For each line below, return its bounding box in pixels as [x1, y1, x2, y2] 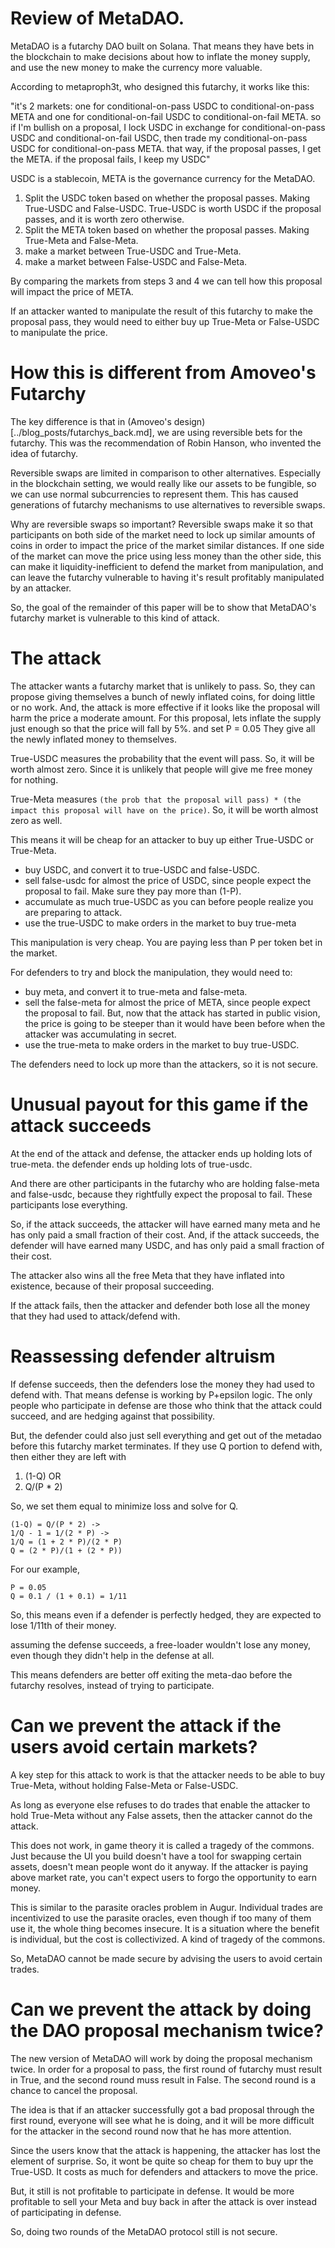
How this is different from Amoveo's [10, 362, 317, 384]
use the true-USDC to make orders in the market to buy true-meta [24, 917, 297, 929]
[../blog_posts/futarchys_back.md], [10, 426, 155, 438]
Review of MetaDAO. [10, 7, 185, 30]
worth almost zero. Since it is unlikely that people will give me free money [10, 763, 313, 775]
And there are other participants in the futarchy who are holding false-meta [10, 1177, 320, 1189]
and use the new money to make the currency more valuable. [10, 61, 263, 73]
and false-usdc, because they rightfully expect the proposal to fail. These [10, 1188, 313, 1200]
